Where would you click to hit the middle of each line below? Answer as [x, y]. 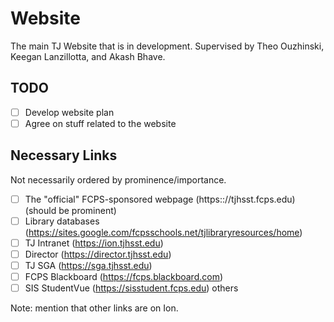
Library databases [62, 221]
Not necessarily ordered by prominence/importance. [118, 179]
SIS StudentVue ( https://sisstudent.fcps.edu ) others [131, 288]
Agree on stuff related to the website [100, 123]
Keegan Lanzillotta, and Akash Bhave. [88, 56]
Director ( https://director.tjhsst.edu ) [98, 254]
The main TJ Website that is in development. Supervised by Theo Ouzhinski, [167, 46]
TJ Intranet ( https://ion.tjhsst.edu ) [94, 243]
